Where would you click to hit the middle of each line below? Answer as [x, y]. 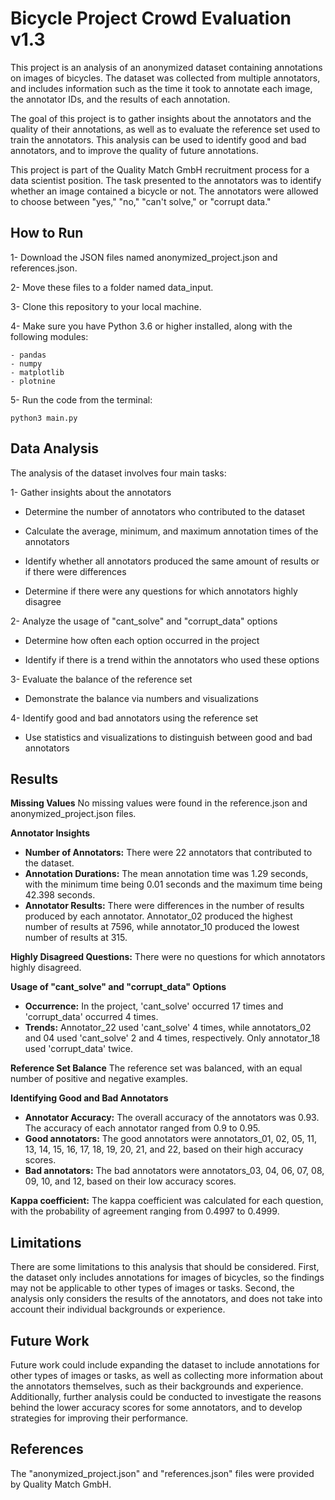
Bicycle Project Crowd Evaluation [151, 18]
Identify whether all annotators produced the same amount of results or [172, 561]
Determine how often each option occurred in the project [142, 640]
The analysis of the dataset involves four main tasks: [118, 473]
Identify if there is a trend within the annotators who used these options [172, 659]
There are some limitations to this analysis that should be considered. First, [165, 1267]
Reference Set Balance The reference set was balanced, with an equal [156, 1068]
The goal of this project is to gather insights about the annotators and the [161, 118]
